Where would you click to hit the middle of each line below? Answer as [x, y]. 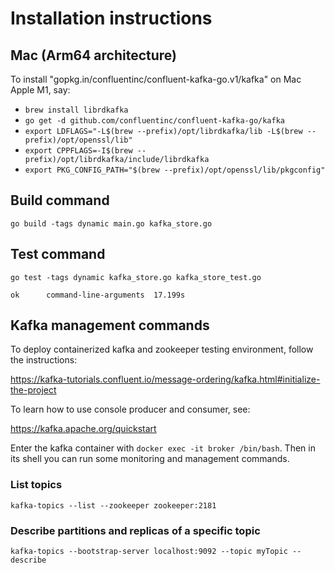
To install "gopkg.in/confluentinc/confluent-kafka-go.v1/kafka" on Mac [156, 79]
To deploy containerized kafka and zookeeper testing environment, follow [162, 349]
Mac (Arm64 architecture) [94, 55]
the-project [33, 390]
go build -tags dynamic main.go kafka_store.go [111, 223]
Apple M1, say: [40, 90]
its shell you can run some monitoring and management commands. [150, 459]
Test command [58, 254]
